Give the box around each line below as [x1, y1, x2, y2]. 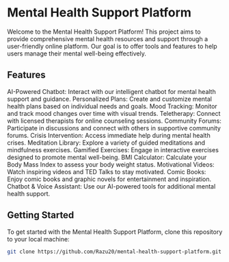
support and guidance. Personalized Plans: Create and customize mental [7, 95, 212, 103]
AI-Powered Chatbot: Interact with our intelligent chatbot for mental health [7, 87, 217, 95]
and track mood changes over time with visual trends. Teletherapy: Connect [7, 109, 221, 117]
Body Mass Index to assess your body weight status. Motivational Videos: [7, 160, 215, 169]
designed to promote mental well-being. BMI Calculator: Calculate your [7, 153, 207, 161]
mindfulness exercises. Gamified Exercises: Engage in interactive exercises [7, 145, 219, 154]
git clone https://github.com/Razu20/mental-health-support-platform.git [7, 248, 222, 255]
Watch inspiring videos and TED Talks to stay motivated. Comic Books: [7, 167, 206, 176]
